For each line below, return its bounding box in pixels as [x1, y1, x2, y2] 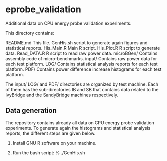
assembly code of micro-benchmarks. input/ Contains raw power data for [5, 55, 157, 61]
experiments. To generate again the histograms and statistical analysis [5, 125, 151, 131]
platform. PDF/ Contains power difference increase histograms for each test [5, 66, 162, 72]
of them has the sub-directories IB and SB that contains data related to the [5, 86, 159, 92]
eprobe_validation [5, 4, 81, 15]
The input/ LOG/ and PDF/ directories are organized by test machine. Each [5, 81, 159, 87]
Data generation [5, 106, 57, 115]
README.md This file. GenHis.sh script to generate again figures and [5, 39, 148, 46]
